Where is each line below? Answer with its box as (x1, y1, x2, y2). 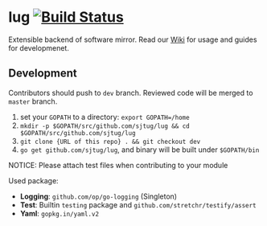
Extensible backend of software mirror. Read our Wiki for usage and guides (8, 35, 257, 44)
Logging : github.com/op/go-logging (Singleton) (19, 191, 178, 201)
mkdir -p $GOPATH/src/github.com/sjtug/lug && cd (19, 121, 191, 130)
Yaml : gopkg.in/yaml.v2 (19, 208, 99, 218)
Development (8, 67, 78, 80)
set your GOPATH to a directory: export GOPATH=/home (19, 112, 191, 121)
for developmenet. (8, 43, 70, 52)
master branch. (8, 97, 58, 106)
